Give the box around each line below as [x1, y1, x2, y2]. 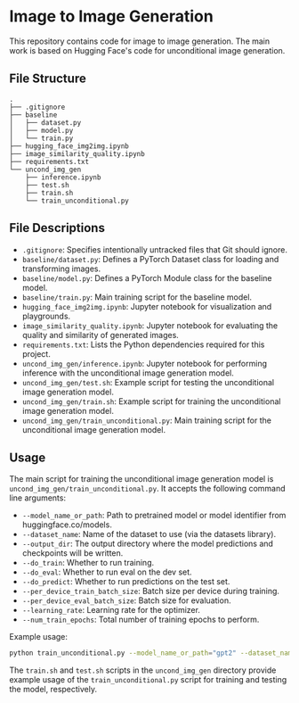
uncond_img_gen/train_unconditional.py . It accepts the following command [9, 484, 287, 494]
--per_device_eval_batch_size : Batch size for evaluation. [21, 595, 231, 606]
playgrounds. [21, 310, 71, 321]
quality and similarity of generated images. [21, 329, 180, 340]
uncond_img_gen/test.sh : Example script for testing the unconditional [21, 376, 274, 387]
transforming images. [21, 263, 101, 274]
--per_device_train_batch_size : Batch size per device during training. [21, 586, 280, 597]
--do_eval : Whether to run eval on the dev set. [21, 567, 193, 577]
